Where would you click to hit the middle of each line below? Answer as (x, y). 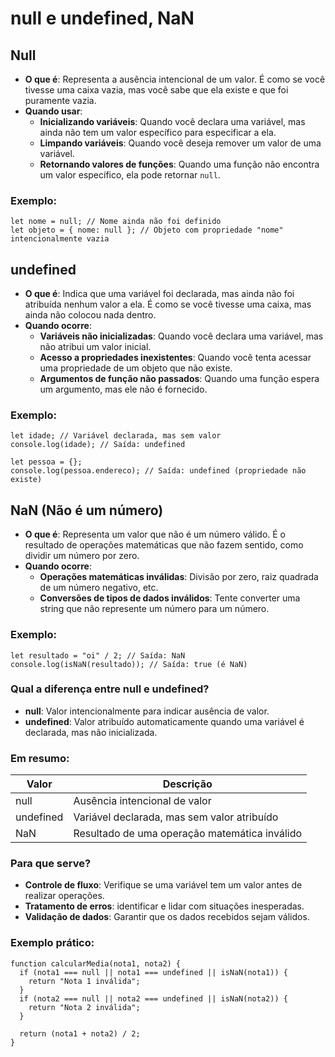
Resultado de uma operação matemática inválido (188, 834)
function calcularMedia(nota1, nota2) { (96, 963)
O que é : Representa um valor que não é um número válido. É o (155, 534)
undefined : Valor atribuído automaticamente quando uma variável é (164, 721)
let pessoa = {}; (46, 462)
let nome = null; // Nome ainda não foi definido (116, 222)
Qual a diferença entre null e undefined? (110, 689)
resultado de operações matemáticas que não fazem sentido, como (164, 545)
